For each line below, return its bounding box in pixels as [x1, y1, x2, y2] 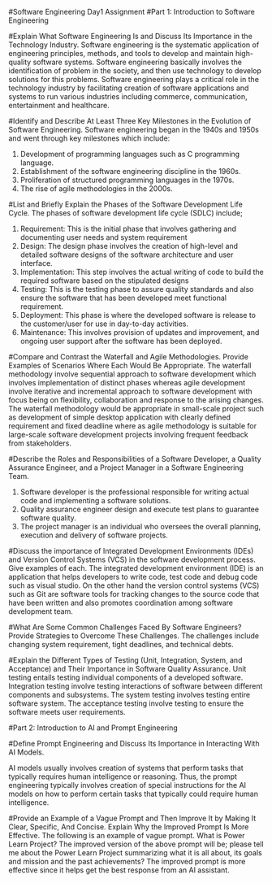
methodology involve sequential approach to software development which [8, 369, 257, 379]
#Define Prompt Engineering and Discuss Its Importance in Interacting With [8, 739, 260, 748]
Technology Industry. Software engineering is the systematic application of [8, 40, 260, 50]
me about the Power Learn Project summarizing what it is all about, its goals [8, 848, 262, 857]
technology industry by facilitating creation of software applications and [8, 83, 249, 93]
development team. [8, 607, 73, 616]
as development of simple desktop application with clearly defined [8, 412, 231, 422]
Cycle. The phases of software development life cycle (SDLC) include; [8, 208, 244, 218]
